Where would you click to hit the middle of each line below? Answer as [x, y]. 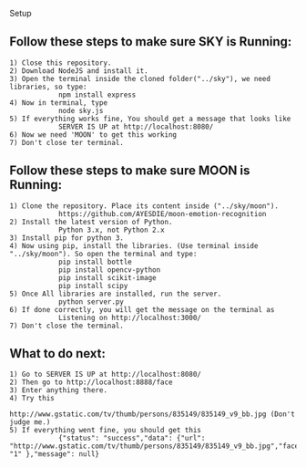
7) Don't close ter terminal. [67, 142]
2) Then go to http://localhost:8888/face [91, 382]
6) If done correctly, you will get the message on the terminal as [142, 309]
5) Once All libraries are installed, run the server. [116, 294]
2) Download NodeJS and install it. [79, 71]
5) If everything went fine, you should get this [106, 431]
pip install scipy [93, 286]
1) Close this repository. [61, 63]
